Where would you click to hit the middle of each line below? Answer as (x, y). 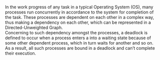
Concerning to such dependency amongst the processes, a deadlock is (76, 33)
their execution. (21, 53)
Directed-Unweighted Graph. (34, 28)
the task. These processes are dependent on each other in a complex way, (80, 17)
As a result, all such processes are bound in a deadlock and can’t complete (80, 48)
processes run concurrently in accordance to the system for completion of (80, 12)
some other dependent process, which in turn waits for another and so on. (79, 43)
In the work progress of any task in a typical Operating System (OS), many (79, 7)
